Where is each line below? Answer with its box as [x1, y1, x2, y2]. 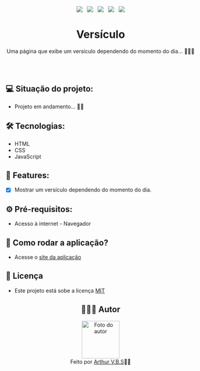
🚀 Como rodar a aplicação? [5, 237, 109, 248]
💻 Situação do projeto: [5, 84, 94, 94]
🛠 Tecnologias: [5, 121, 66, 131]
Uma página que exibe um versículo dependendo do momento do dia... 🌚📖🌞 [6, 48, 195, 55]
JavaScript [14, 153, 42, 160]
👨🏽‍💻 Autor [81, 304, 120, 315]
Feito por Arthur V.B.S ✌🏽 [70, 358, 131, 365]
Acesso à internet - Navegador [14, 220, 92, 228]
